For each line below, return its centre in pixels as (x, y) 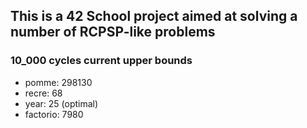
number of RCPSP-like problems (113, 32)
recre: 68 (43, 93)
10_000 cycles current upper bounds (101, 61)
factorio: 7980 (54, 114)
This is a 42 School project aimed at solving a (154, 16)
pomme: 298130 (58, 82)
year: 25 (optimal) (61, 103)
